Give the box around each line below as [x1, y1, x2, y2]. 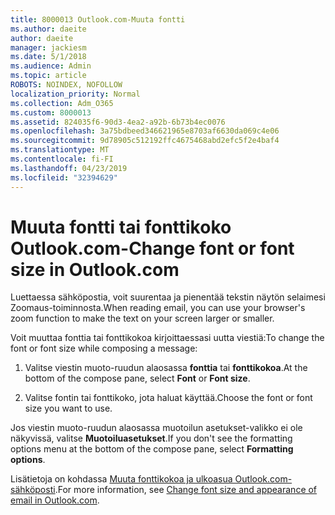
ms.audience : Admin [10, 61, 92, 71]
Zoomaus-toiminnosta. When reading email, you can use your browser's [10, 302, 306, 314]
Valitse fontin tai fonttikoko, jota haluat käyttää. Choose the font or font [24, 392, 313, 404]
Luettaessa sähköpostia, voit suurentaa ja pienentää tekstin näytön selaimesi [10, 291, 326, 303]
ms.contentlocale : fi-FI [10, 154, 114, 164]
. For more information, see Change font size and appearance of [54, 484, 318, 496]
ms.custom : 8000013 [10, 107, 92, 118]
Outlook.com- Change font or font [10, 237, 295, 260]
